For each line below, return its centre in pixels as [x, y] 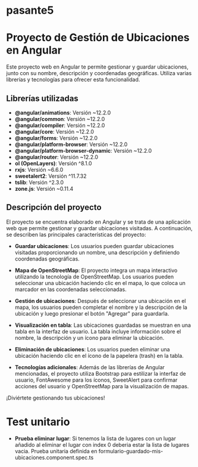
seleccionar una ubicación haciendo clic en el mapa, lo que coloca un [100, 283]
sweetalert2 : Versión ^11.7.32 [51, 176]
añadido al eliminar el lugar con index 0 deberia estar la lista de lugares [102, 444]
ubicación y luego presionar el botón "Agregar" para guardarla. [92, 313]
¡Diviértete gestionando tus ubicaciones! [56, 398]
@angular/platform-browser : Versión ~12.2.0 [71, 144]
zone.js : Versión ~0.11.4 [44, 188]
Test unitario [38, 422]
